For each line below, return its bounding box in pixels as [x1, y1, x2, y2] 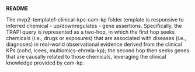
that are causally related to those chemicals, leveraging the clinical [6, 53, 166, 60]
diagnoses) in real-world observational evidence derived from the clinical [6, 41, 182, 48]
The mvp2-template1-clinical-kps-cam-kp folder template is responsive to [6, 16, 184, 23]
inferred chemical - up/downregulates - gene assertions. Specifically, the [6, 23, 182, 29]
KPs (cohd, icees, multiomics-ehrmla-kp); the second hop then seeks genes [6, 47, 190, 54]
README [6, 5, 28, 12]
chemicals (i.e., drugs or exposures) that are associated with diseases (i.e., [6, 35, 187, 41]
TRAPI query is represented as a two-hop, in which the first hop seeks [6, 28, 175, 35]
